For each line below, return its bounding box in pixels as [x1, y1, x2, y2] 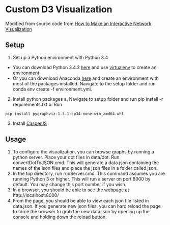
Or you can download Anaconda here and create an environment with [12, 75, 159, 81]
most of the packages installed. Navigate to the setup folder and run [12, 80, 156, 86]
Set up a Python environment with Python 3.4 [12, 54, 108, 60]
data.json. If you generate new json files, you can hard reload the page [12, 203, 161, 209]
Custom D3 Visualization [5, 4, 112, 15]
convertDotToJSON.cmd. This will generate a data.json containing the [12, 160, 159, 166]
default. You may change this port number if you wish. [12, 181, 127, 187]
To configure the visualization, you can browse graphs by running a [12, 148, 154, 154]
